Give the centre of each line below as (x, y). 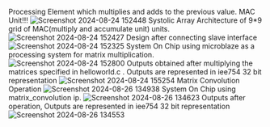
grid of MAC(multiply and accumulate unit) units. (89, 29)
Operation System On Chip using (122, 89)
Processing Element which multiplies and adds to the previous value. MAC (132, 12)
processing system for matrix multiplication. (82, 55)
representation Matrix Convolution (124, 80)
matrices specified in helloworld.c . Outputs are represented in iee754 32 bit (135, 72)
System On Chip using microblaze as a (190, 46)
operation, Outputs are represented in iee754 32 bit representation (119, 106)
